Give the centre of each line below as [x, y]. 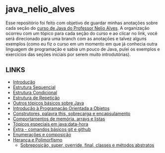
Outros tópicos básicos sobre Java [48, 103]
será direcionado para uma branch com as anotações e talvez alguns [76, 39]
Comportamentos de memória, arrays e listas [59, 119]
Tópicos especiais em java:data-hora [51, 124]
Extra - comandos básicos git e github [52, 129]
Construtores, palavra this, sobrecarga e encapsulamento [72, 113]
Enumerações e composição [42, 134]
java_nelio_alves [40, 9]
